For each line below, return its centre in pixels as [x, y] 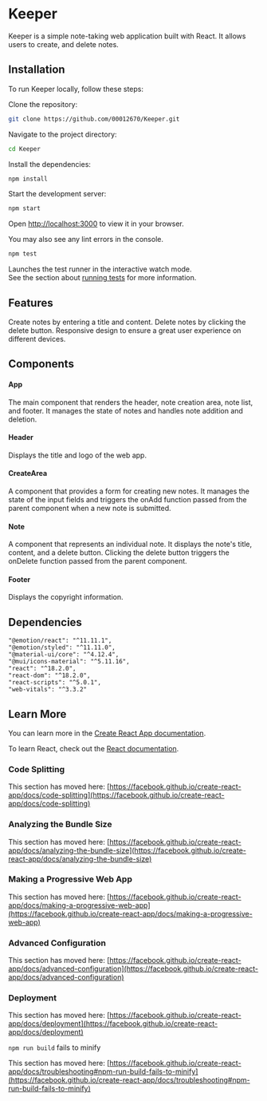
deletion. [23, 419]
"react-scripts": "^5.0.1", [55, 683]
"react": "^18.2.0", [43, 669]
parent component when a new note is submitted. [90, 508]
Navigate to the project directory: [63, 134]
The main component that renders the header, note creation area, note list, [131, 402]
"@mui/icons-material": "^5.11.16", [69, 662]
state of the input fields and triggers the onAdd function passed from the [128, 499]
